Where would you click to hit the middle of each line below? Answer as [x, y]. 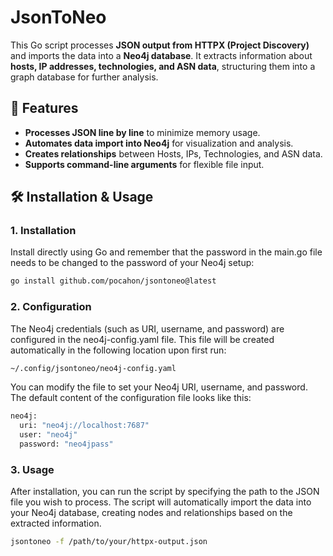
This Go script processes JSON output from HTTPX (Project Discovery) [160, 45]
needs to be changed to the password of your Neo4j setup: [132, 263]
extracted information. [56, 523]
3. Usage [32, 469]
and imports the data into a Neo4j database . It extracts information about [161, 55]
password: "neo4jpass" [66, 444]
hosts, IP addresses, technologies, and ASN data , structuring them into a [163, 66]
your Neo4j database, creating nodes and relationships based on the [151, 513]
